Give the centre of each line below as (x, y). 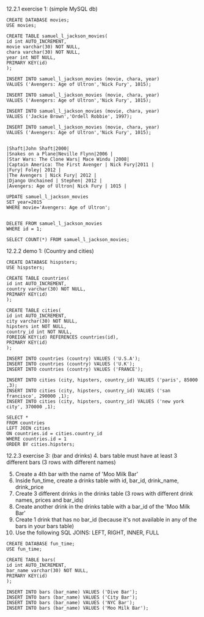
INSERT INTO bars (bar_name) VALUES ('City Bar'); (72, 597)
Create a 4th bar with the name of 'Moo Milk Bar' (77, 474)
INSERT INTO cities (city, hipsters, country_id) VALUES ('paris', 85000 (102, 380)
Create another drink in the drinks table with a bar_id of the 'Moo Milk (103, 507)
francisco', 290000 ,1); (38, 396)
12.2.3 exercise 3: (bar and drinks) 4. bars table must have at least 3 (92, 456)
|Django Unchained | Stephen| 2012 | (54, 181)
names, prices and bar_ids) (49, 500)
